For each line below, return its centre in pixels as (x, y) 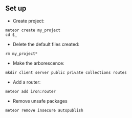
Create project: (28, 21)
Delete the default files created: (46, 44)
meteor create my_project (33, 30)
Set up (16, 8)
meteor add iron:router (31, 91)
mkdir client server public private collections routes (66, 72)
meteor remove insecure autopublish (44, 110)
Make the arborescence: (39, 63)
